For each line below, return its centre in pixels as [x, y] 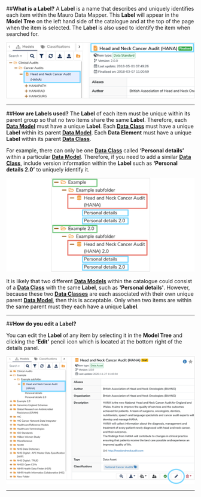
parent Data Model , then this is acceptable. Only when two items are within [99, 300]
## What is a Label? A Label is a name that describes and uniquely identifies [100, 9]
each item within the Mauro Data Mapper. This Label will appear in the [93, 15]
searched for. [23, 34]
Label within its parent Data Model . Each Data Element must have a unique [99, 133]
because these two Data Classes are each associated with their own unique [100, 294]
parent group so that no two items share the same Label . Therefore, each [97, 120]
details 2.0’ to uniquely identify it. [48, 170]
